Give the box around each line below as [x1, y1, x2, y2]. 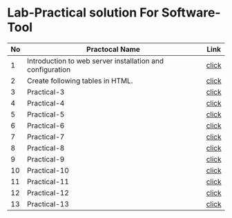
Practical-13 [27, 199, 69, 208]
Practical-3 [27, 87, 65, 97]
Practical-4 [27, 98, 65, 108]
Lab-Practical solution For [7, 5, 159, 21]
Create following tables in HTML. [27, 76, 133, 86]
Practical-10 [27, 166, 69, 175]
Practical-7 [27, 132, 65, 141]
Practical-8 [27, 143, 65, 152]
